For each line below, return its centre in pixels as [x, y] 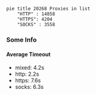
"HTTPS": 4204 [35, 19]
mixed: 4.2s [30, 68]
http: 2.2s [27, 74]
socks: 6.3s [29, 87]
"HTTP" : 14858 [36, 14]
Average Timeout [28, 54]
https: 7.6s [28, 80]
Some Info [22, 39]
